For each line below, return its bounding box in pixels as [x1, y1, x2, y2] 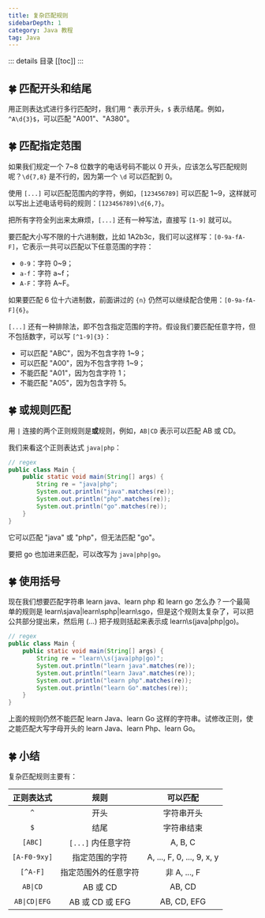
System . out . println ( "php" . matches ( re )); [36, 495, 171, 503]
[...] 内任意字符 [69, 837, 132, 848]
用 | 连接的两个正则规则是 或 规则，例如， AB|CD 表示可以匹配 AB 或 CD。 [8, 426, 241, 435]
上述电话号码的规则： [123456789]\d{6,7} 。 [28, 198, 169, 208]
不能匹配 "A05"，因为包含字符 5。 [19, 378, 131, 387]
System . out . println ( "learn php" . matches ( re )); [36, 676, 192, 684]
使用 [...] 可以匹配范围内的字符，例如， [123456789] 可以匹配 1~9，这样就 [8, 188, 250, 198]
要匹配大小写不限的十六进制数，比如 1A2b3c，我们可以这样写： [8, 231, 215, 241]
